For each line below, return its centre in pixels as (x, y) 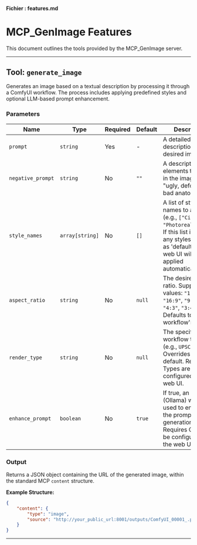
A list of (173, 202)
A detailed (177, 139)
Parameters (23, 114)
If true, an (176, 393)
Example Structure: (30, 492)
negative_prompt (32, 178)
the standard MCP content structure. (50, 481)
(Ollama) (175, 400)
